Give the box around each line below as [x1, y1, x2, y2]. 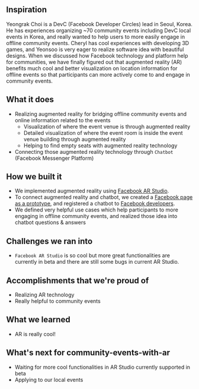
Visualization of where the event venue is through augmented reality [23, 123, 191, 130]
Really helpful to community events [14, 298, 101, 305]
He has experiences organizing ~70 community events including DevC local [6, 27, 191, 34]
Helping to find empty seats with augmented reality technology [23, 142, 178, 149]
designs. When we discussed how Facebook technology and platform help [6, 52, 188, 59]
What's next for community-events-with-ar [6, 347, 171, 358]
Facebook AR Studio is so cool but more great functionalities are [14, 252, 171, 259]
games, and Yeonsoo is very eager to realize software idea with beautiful [6, 46, 184, 53]
